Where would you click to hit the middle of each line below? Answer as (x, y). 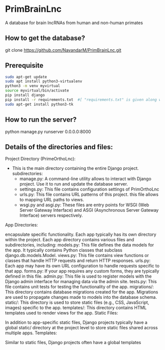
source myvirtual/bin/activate (37, 91)
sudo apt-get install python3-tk (39, 104)
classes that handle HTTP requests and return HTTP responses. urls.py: (78, 261)
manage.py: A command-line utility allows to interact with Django (85, 179)
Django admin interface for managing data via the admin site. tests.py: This (81, 282)
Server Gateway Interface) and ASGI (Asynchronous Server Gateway (89, 210)
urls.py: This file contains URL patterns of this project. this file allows (89, 194)
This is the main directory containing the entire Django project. (75, 168)
